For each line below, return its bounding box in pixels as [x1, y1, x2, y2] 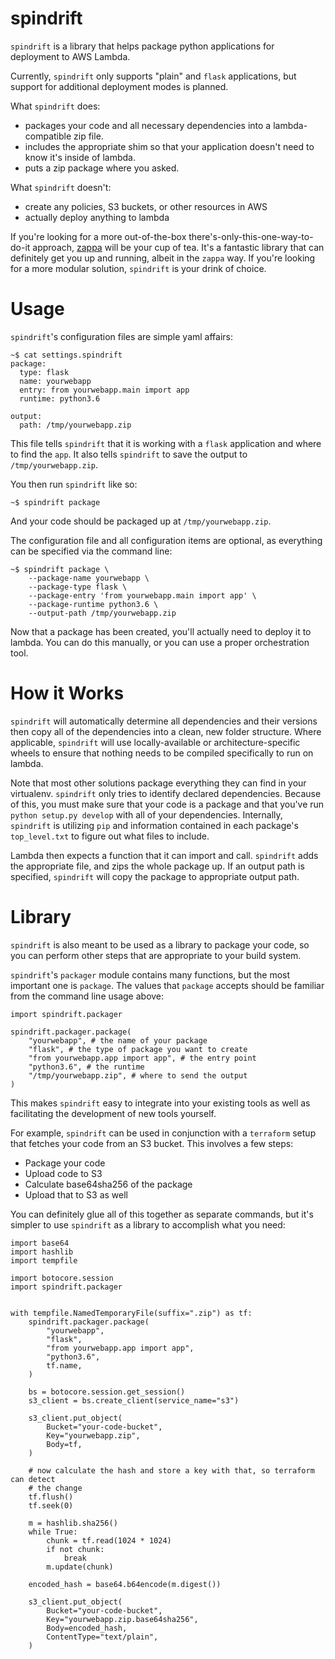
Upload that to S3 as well [24, 1188, 128, 1201]
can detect [10, 1474, 56, 1484]
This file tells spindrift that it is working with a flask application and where [10, 437, 322, 449]
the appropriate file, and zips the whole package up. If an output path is [10, 860, 305, 872]
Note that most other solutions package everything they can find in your [10, 777, 307, 789]
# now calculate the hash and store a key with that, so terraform [28, 1465, 315, 1476]
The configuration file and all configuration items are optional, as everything [10, 534, 323, 546]
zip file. [73, 130, 104, 142]
